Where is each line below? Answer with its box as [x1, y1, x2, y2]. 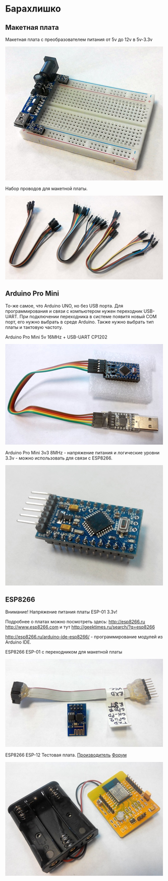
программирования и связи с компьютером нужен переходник [5, 308, 143, 314]
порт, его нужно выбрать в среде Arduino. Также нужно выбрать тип [5, 319, 154, 325]
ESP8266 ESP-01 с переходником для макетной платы [5, 649, 123, 655]
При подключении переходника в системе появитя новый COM [19, 313, 157, 319]
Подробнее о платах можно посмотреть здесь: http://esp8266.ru [5, 618, 145, 624]
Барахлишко [5, 3, 62, 15]
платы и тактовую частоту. [5, 324, 63, 330]
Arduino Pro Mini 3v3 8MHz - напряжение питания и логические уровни [5, 449, 160, 455]
